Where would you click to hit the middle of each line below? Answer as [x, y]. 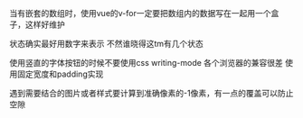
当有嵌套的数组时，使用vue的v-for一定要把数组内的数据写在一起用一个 [140, 13]
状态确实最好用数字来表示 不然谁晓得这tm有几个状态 [106, 44]
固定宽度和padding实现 [60, 74]
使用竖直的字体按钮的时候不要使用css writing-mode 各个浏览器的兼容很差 [146, 63]
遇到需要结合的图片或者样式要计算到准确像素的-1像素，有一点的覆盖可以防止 [151, 93]
